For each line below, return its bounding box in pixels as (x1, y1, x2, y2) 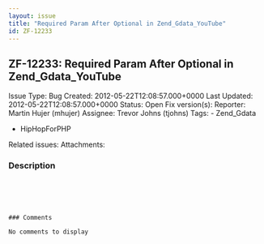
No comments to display (8, 228, 89, 236)
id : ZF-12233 (8, 27, 53, 35)
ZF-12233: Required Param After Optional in (8, 57, 234, 71)
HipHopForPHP (19, 124, 71, 134)
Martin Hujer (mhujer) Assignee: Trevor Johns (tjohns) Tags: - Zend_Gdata (8, 109, 257, 118)
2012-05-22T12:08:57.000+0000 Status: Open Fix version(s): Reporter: (8, 100, 246, 109)
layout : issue (8, 11, 57, 20)
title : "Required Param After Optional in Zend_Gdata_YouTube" (8, 19, 227, 28)
